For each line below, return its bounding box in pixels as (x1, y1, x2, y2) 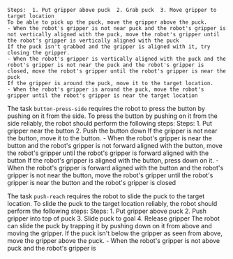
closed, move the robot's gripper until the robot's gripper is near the (7, 68, 227, 75)
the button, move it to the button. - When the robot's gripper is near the (7, 134, 213, 142)
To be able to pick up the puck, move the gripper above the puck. (7, 19, 208, 26)
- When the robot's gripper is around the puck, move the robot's (7, 86, 204, 93)
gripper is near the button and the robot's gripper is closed (7, 179, 176, 186)
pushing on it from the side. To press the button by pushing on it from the (7, 112, 218, 120)
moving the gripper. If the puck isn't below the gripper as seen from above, (7, 229, 223, 237)
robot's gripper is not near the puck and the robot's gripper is (7, 61, 204, 68)
